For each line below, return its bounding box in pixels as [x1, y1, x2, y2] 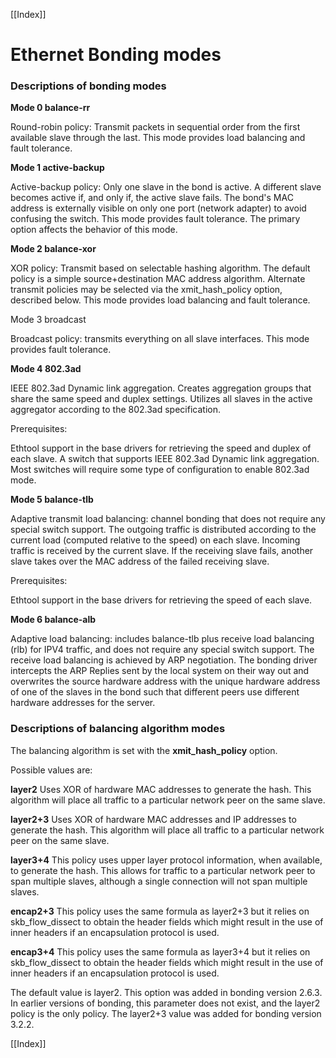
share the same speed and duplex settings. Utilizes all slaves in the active [10, 393, 313, 405]
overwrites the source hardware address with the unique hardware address [10, 675, 321, 688]
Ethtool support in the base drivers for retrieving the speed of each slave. [10, 594, 313, 606]
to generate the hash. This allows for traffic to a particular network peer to [10, 864, 316, 876]
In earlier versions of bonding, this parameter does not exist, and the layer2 [10, 997, 321, 1009]
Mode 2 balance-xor [10, 243, 97, 255]
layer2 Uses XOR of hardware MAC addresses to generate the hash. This [10, 783, 312, 795]
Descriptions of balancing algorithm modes [10, 722, 226, 736]
